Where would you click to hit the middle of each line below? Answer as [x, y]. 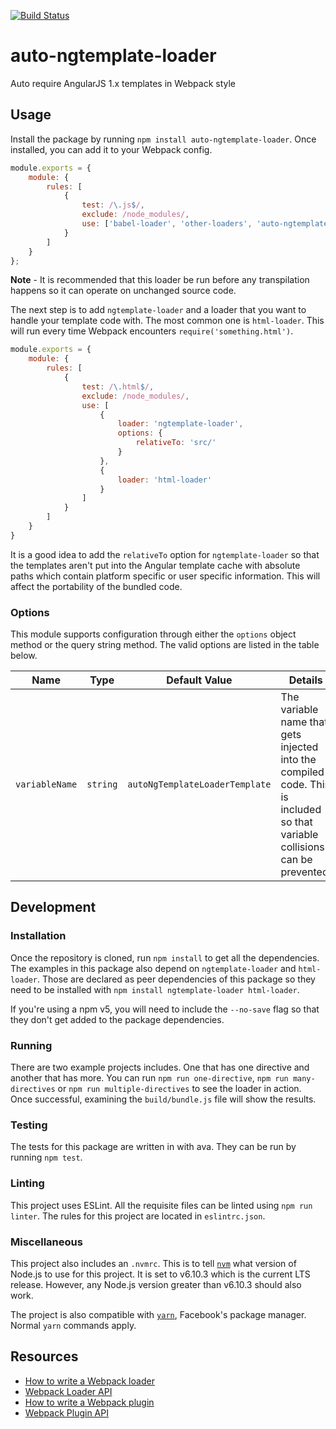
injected [299, 747]
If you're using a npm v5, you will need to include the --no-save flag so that [165, 1009]
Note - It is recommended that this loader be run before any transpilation [160, 280]
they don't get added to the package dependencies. [117, 1019]
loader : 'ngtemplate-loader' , [180, 424]
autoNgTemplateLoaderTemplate [199, 784]
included [301, 810]
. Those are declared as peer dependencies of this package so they [176, 979]
